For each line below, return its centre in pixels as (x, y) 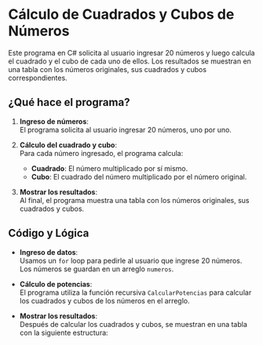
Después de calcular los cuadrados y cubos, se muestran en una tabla (133, 324)
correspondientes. (38, 78)
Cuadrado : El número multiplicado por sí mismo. (110, 168)
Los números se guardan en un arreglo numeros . (97, 269)
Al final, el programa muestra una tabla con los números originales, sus (134, 200)
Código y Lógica (49, 233)
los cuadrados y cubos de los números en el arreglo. (104, 300)
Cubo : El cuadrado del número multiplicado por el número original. (139, 176)
